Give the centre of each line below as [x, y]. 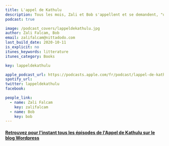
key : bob [23, 116]
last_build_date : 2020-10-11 [36, 43]
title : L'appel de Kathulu [33, 10]
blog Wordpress [22, 138]
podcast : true [20, 19]
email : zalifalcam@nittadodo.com [40, 38]
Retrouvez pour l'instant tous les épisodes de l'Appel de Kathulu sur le [80, 132]
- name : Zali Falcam [31, 102]
